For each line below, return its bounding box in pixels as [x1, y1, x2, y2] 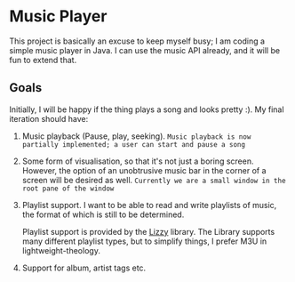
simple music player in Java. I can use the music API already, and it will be [9, 44, 281, 55]
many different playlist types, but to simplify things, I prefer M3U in [21, 236, 267, 246]
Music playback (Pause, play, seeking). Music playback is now [21, 131, 251, 141]
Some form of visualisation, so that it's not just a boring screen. [21, 156, 254, 166]
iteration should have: [9, 113, 89, 124]
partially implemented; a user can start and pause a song [21, 140, 246, 149]
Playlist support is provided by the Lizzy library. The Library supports [21, 226, 275, 237]
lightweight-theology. [21, 245, 100, 255]
